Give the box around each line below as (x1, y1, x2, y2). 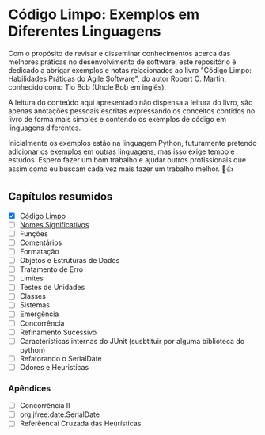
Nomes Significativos (19, 219, 89, 229)
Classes (19, 292, 46, 301)
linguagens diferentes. (8, 123, 81, 132)
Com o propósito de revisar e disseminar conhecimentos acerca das (8, 48, 231, 58)
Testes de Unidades (19, 283, 85, 292)
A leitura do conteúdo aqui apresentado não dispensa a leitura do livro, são (8, 97, 253, 107)
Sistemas (19, 300, 50, 310)
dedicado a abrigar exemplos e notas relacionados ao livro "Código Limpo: (8, 65, 252, 74)
